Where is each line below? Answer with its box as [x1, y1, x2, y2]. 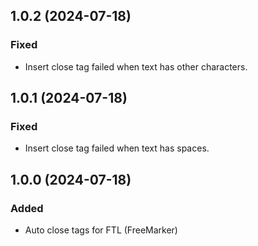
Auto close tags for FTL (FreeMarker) [24, 224, 178, 236]
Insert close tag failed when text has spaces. [24, 142, 210, 154]
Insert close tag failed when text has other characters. [24, 60, 248, 73]
